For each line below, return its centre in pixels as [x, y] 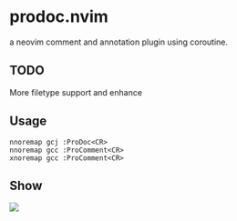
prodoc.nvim [59, 17]
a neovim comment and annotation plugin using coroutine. [119, 42]
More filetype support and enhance [76, 92]
